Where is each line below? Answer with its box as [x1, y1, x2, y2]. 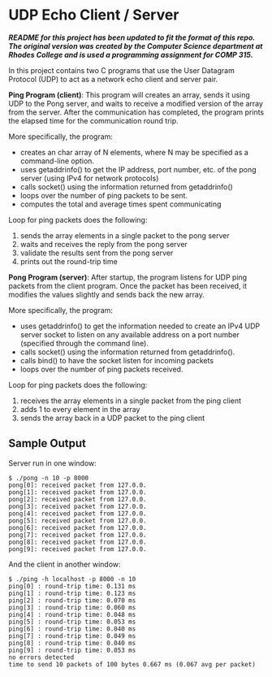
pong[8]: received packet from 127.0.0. [8, 538, 148, 546]
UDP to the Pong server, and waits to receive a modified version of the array [8, 98, 264, 108]
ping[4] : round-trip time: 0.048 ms [8, 610, 136, 618]
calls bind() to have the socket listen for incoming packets [19, 355, 214, 365]
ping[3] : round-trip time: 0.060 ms [8, 603, 136, 611]
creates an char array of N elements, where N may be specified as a [19, 147, 249, 157]
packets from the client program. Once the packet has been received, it [8, 280, 248, 290]
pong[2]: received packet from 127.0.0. [8, 495, 148, 503]
